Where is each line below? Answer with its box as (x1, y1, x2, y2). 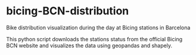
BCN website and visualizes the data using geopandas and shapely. (6, 42, 173, 49)
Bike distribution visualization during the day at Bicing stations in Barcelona (6, 24, 191, 31)
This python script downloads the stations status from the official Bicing (6, 35, 183, 42)
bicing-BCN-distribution (6, 4, 129, 18)
